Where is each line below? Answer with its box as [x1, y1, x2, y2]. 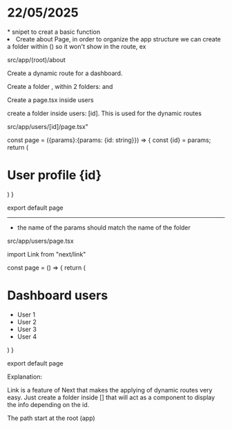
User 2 [17, 317, 37, 326]
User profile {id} [7, 168, 102, 183]
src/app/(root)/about [7, 55, 66, 63]
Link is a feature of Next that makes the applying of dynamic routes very [7, 386, 213, 394]
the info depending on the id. [7, 400, 90, 408]
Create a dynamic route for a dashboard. [7, 69, 123, 77]
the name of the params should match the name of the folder [17, 223, 191, 232]
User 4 [17, 332, 37, 341]
